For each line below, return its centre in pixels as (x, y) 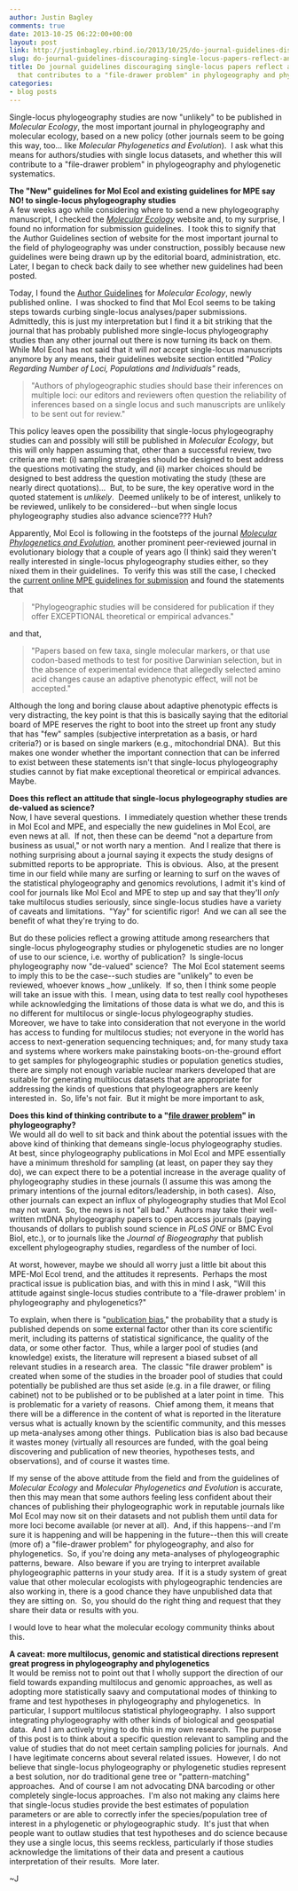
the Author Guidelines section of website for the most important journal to (144, 238)
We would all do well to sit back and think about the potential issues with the (149, 1134)
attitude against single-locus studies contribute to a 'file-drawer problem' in (147, 1293)
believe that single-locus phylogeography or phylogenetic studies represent (148, 1767)
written (22, 1219)
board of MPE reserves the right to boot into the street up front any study (143, 724)
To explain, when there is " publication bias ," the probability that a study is (143, 1320)
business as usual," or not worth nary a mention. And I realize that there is (145, 845)
